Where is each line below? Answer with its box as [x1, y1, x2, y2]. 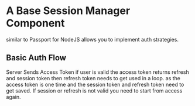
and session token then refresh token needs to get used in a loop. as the [6, 74, 180, 81]
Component [6, 16, 66, 30]
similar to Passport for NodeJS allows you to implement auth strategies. [6, 36, 179, 43]
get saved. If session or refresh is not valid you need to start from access [6, 87, 183, 94]
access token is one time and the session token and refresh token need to [6, 81, 184, 88]
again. [6, 93, 22, 100]
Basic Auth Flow [6, 53, 66, 63]
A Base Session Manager [6, 4, 131, 18]
